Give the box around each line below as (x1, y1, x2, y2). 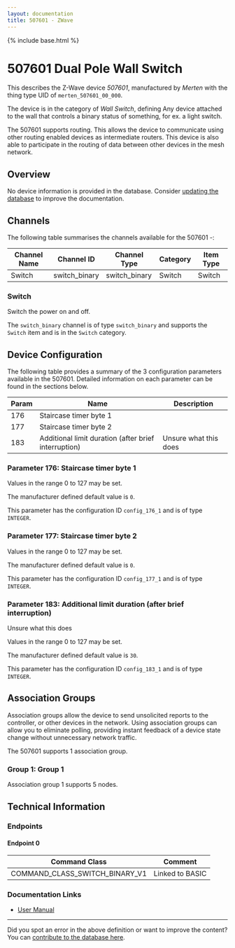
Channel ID (57, 254, 96, 264)
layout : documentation (7, 10, 73, 18)
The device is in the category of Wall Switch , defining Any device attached (7, 104, 222, 113)
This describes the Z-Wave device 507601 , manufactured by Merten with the (7, 83, 228, 92)
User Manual (17, 905, 55, 914)
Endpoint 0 (7, 839, 40, 848)
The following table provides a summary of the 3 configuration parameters (7, 367, 222, 376)
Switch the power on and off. (7, 308, 91, 316)
